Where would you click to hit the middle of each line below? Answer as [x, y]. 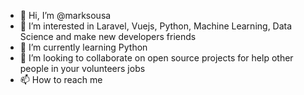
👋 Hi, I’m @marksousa [65, 15]
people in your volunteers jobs [82, 68]
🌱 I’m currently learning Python [83, 47]
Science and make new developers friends [108, 36]
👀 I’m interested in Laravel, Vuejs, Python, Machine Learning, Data [156, 26]
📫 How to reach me [61, 79]
